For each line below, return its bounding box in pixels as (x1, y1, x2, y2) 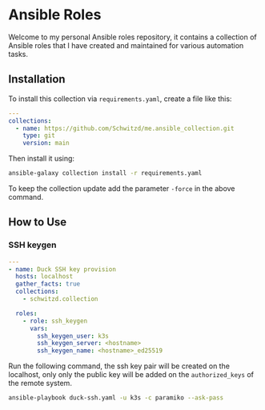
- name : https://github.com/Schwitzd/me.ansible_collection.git (15, 124, 235, 132)
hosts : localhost (15, 273, 74, 281)
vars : (29, 324, 48, 332)
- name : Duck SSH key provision (8, 265, 116, 274)
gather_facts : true (15, 280, 81, 288)
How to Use (8, 215, 67, 229)
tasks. (8, 49, 29, 59)
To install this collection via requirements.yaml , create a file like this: (8, 94, 232, 104)
